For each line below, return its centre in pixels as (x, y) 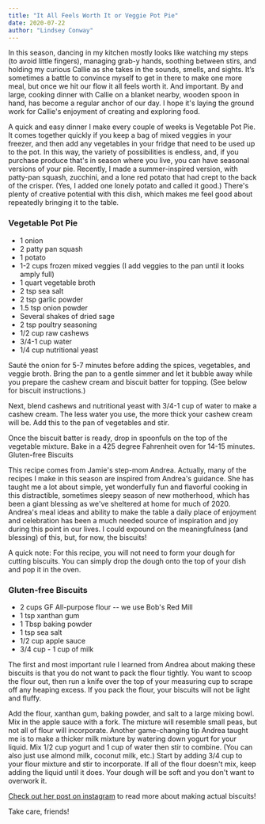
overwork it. (28, 780)
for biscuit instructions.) (47, 390)
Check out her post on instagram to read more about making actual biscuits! (132, 796)
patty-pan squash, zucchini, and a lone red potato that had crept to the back (132, 177)
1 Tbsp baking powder (56, 624)
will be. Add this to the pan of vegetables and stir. (89, 422)
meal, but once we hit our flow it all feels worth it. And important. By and (126, 86)
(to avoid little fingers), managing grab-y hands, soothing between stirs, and (132, 61)
